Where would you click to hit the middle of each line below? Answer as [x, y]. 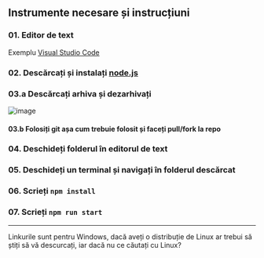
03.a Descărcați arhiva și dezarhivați [80, 93]
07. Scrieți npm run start [55, 213]
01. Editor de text [41, 35]
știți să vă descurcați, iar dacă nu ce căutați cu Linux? [95, 245]
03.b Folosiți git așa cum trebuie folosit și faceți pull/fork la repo [115, 129]
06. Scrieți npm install [52, 191]
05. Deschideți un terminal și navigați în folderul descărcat [122, 170]
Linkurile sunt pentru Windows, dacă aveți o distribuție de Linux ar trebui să [130, 236]
